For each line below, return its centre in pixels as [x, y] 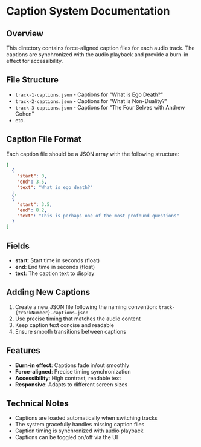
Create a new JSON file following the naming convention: [86, 306]
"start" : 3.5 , [35, 204]
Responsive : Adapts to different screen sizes [71, 384]
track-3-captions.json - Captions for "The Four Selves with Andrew [100, 107]
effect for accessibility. [35, 61]
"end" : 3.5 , [32, 182]
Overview [25, 34]
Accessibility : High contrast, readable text [68, 378]
